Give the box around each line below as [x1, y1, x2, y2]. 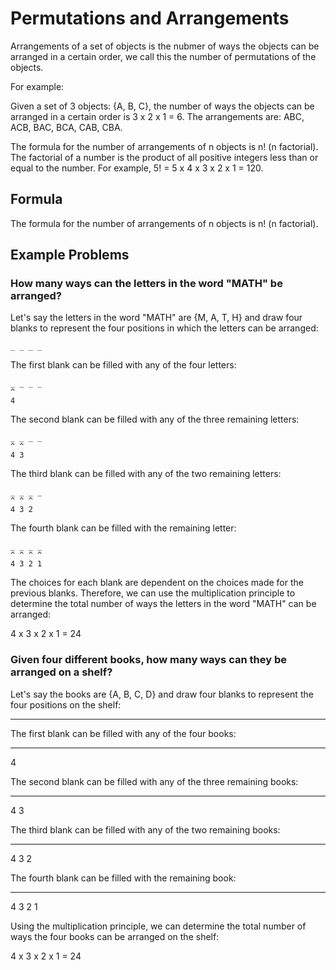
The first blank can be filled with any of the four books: [10, 727, 237, 739]
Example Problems [10, 247, 130, 264]
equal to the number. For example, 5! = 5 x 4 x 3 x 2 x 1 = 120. [10, 162, 264, 174]
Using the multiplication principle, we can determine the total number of [10, 920, 307, 932]
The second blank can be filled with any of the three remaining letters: [10, 413, 300, 426]
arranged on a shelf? [10, 665, 113, 679]
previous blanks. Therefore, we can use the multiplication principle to [10, 587, 296, 599]
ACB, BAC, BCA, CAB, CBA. [10, 121, 123, 133]
